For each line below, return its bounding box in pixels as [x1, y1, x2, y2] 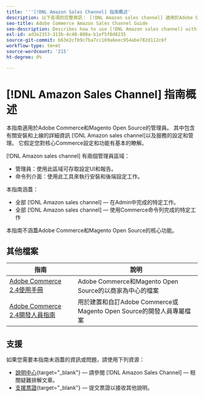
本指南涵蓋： [6, 185, 38, 193]
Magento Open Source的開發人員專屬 [78, 307, 185, 316]
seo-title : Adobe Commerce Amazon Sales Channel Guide [6, 20, 148, 26]
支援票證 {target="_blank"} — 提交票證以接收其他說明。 [15, 384, 153, 392]
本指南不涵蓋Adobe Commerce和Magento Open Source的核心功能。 [6, 226, 178, 234]
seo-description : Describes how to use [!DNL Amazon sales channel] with [6, 26, 197, 32]
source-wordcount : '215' [6, 49, 69, 55]
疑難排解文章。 [20, 376, 58, 384]
